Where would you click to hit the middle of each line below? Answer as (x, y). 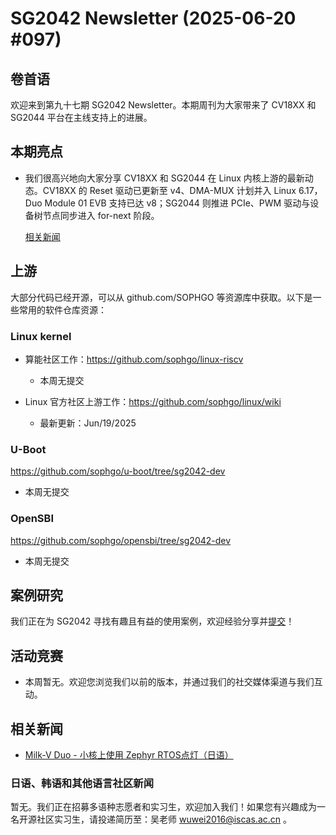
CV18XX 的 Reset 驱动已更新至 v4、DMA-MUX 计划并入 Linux (169, 190)
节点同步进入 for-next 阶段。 (101, 215)
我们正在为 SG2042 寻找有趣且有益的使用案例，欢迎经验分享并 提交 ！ (152, 621)
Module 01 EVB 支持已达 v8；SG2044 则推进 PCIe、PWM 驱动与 (177, 203)
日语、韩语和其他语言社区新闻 (82, 783)
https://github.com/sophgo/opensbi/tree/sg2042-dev (121, 540)
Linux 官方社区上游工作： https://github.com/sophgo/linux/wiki (153, 401)
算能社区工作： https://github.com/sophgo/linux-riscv (134, 359)
